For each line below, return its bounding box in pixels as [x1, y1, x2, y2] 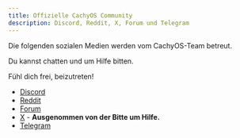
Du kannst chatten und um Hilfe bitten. [8, 56, 134, 66]
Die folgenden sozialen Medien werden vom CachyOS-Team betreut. [8, 40, 232, 50]
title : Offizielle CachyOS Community [8, 11, 133, 20]
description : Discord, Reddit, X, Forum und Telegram [8, 19, 190, 27]
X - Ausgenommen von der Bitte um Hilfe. [19, 112, 160, 121]
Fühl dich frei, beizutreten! [8, 71, 94, 81]
